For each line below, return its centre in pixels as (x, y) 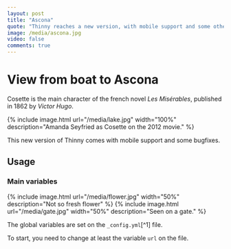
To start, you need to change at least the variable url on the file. (98, 238)
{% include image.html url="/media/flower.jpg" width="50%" (93, 197)
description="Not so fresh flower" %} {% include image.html (93, 203)
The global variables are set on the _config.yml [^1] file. (85, 224)
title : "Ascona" (30, 20)
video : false (26, 39)
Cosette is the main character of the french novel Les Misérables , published (114, 99)
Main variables (32, 181)
